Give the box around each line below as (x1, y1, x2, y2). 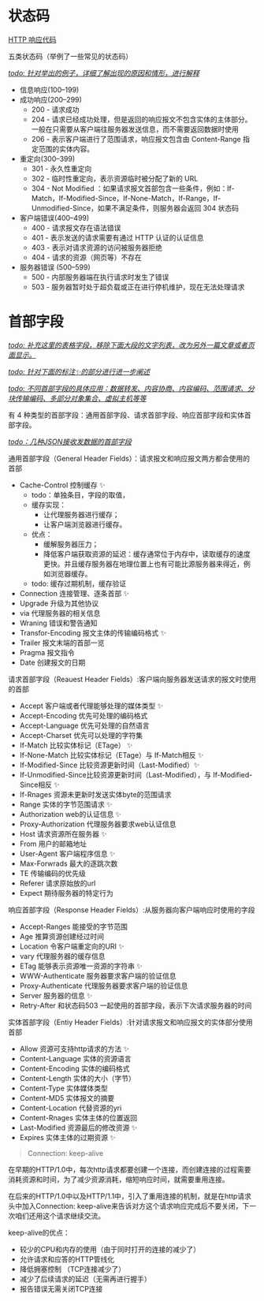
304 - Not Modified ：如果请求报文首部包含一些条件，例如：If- (31, 183, 235, 193)
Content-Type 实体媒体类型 (19, 1083, 108, 1093)
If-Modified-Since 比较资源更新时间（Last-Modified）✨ (19, 760, 200, 770)
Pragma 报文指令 (19, 647, 75, 657)
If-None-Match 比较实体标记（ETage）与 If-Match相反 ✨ (19, 750, 204, 759)
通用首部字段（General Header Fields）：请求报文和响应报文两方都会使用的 (8, 453, 251, 463)
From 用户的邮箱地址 (19, 839, 87, 848)
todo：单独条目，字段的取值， (31, 490, 130, 499)
